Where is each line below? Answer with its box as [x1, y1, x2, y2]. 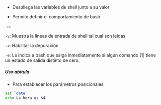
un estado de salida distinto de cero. [5, 57, 80, 63]
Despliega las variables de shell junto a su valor [12, 4, 110, 10]
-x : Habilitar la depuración [5, 43, 59, 49]
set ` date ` [5, 91, 28, 96]
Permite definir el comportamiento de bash [12, 14, 100, 19]
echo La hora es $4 [5, 95, 46, 101]
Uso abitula [5, 69, 30, 75]
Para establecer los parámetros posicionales [12, 81, 104, 87]
